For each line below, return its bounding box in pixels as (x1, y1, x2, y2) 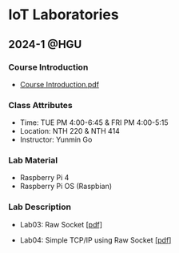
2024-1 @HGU (8, 38, 82, 51)
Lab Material (8, 155, 58, 166)
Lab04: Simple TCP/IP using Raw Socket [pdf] (19, 235, 172, 245)
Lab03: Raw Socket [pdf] (19, 219, 102, 229)
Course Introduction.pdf (19, 79, 100, 89)
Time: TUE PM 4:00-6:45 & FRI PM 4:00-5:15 (19, 118, 169, 127)
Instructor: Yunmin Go (19, 135, 93, 145)
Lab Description (8, 202, 72, 213)
